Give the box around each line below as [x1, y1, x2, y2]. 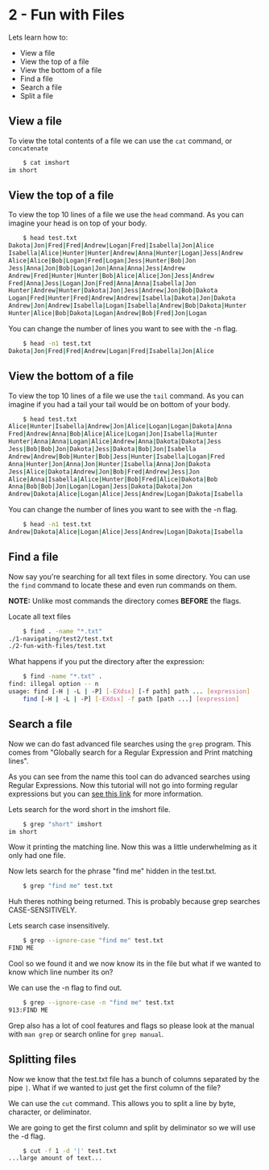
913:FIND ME [8, 1006, 48, 1014]
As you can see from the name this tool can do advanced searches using [8, 772, 250, 781]
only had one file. [8, 851, 66, 861]
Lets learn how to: [8, 32, 68, 42]
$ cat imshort [23, 158, 70, 166]
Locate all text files [8, 612, 71, 621]
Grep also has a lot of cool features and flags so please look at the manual [8, 1021, 255, 1030]
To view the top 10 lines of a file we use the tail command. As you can [8, 390, 244, 401]
